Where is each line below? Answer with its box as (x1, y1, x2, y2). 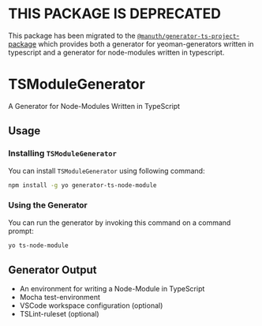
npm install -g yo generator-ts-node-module (8, 181, 157, 189)
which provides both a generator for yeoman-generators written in (38, 39, 254, 48)
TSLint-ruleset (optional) (19, 309, 100, 319)
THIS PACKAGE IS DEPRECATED (8, 5, 222, 23)
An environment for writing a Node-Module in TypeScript (19, 284, 205, 294)
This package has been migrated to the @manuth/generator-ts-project (8, 31, 237, 40)
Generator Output (8, 264, 97, 276)
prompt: (8, 226, 34, 235)
